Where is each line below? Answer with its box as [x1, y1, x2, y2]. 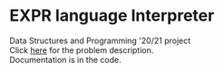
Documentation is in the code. [9, 54, 122, 65]
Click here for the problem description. [9, 44, 154, 55]
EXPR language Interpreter [9, 5, 215, 26]
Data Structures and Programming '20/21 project [9, 35, 191, 46]
